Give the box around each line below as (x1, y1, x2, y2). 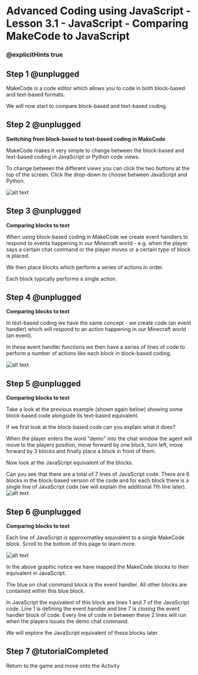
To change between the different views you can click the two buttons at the (6, 164, 190, 171)
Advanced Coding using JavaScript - (6, 4, 191, 18)
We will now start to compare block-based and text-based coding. (6, 102, 167, 109)
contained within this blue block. (6, 587, 85, 594)
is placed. (6, 252, 30, 259)
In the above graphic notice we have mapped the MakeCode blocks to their (6, 563, 189, 570)
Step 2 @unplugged (6, 120, 81, 130)
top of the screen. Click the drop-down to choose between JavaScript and (6, 171, 187, 178)
